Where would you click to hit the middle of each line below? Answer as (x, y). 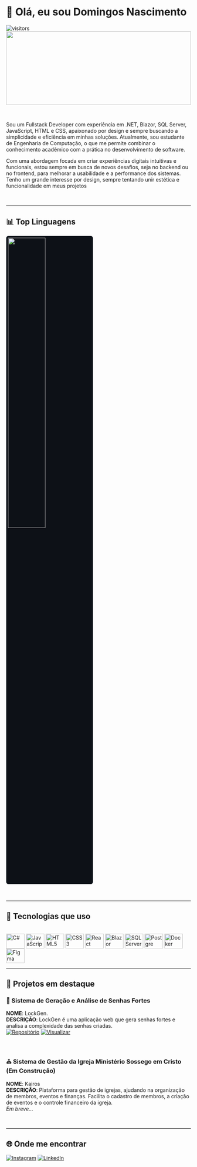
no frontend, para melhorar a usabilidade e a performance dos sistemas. (94, 173)
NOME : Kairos (23, 1084)
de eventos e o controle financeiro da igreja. (60, 1102)
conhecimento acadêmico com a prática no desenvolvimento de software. (96, 149)
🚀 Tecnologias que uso (48, 916)
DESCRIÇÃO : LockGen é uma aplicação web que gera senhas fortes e (91, 1020)
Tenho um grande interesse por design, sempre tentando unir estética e (93, 179)
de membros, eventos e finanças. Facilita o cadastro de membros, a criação (98, 1096)
